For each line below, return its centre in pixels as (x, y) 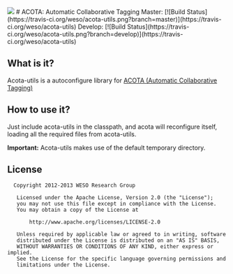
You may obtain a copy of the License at (77, 210)
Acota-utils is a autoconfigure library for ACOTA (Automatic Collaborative (112, 80)
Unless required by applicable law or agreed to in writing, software (121, 235)
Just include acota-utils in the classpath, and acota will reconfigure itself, (112, 127)
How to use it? (39, 110)
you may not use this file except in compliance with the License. (116, 204)
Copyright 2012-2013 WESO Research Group (75, 186)
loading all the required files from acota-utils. (72, 134)
